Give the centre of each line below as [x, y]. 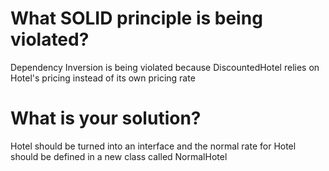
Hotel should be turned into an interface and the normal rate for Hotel [153, 146]
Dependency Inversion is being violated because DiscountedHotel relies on [165, 67]
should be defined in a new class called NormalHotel [119, 156]
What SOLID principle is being [136, 18]
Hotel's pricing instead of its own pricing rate [103, 78]
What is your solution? [106, 118]
